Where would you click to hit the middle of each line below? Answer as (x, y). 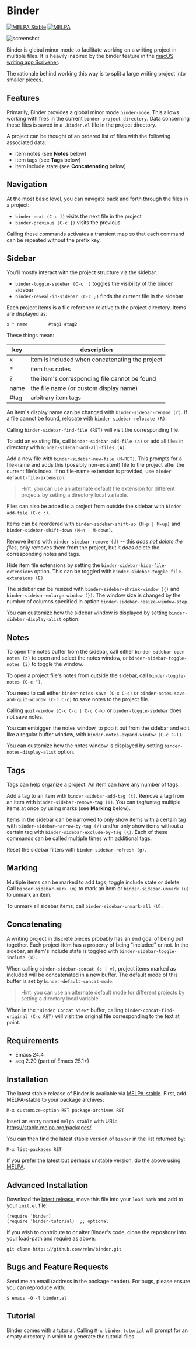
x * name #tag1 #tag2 (42, 324)
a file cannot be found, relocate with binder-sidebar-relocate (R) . (87, 419)
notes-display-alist (32, 753)
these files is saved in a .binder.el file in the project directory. (82, 125)
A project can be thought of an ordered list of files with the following (89, 136)
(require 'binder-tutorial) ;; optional (58, 1222)
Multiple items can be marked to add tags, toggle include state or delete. (94, 882)
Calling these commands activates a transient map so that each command (96, 234)
